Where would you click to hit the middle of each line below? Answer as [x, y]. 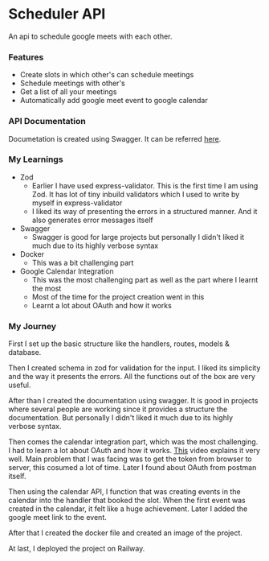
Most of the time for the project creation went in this [118, 297]
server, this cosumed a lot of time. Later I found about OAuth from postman [132, 468]
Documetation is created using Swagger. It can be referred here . [115, 138]
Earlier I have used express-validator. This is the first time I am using [145, 185]
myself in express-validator [77, 203]
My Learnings [36, 159]
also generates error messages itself [93, 220]
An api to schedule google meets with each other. [90, 36]
